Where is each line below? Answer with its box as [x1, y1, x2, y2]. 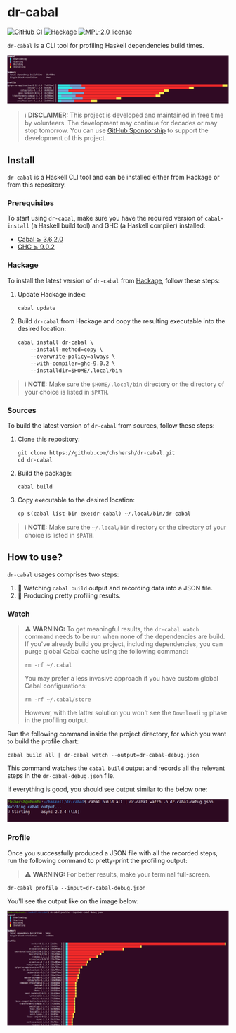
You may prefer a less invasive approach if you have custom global [24, 674, 219, 683]
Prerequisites [7, 198, 54, 208]
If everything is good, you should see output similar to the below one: [7, 785, 208, 793]
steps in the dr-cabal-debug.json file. [7, 772, 115, 780]
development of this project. [24, 134, 107, 142]
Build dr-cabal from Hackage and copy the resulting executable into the [17, 316, 226, 325]
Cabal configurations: [24, 681, 88, 691]
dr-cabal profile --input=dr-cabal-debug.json [7, 884, 146, 891]
